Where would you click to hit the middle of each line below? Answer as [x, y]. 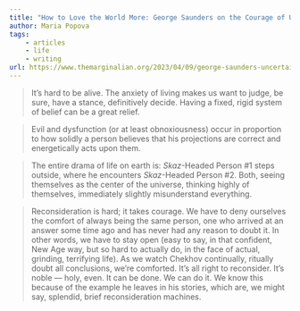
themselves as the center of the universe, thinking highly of [140, 184]
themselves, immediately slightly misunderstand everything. [142, 194]
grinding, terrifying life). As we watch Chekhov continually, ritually [152, 258]
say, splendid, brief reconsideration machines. [116, 297]
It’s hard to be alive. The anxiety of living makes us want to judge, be [157, 92]
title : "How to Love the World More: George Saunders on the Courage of [147, 17]
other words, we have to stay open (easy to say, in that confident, [151, 240]
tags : [19, 34]
